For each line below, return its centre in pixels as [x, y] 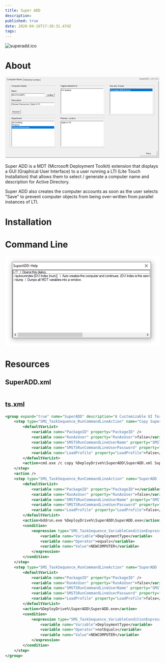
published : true [22, 21]
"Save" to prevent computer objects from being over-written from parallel [79, 197]
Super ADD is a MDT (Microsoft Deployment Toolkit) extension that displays [82, 166]
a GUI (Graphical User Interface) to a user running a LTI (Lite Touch [73, 171]
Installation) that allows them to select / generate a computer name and [77, 177]
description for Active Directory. [38, 182]
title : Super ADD [23, 10]
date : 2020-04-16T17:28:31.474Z [38, 26]
